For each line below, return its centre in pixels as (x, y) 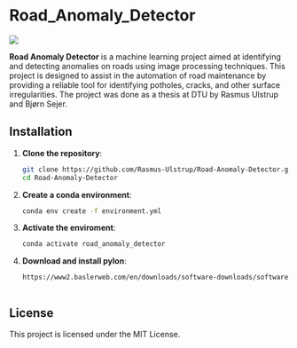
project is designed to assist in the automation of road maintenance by (138, 75)
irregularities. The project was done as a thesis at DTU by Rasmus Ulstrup (144, 94)
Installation (41, 132)
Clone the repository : (62, 153)
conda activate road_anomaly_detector (94, 244)
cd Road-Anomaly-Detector (70, 178)
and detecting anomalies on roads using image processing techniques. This (147, 66)
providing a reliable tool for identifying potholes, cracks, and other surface (145, 84)
